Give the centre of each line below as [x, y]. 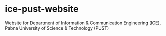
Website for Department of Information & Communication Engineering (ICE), [83, 23]
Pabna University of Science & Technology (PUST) [57, 28]
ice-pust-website [42, 9]
